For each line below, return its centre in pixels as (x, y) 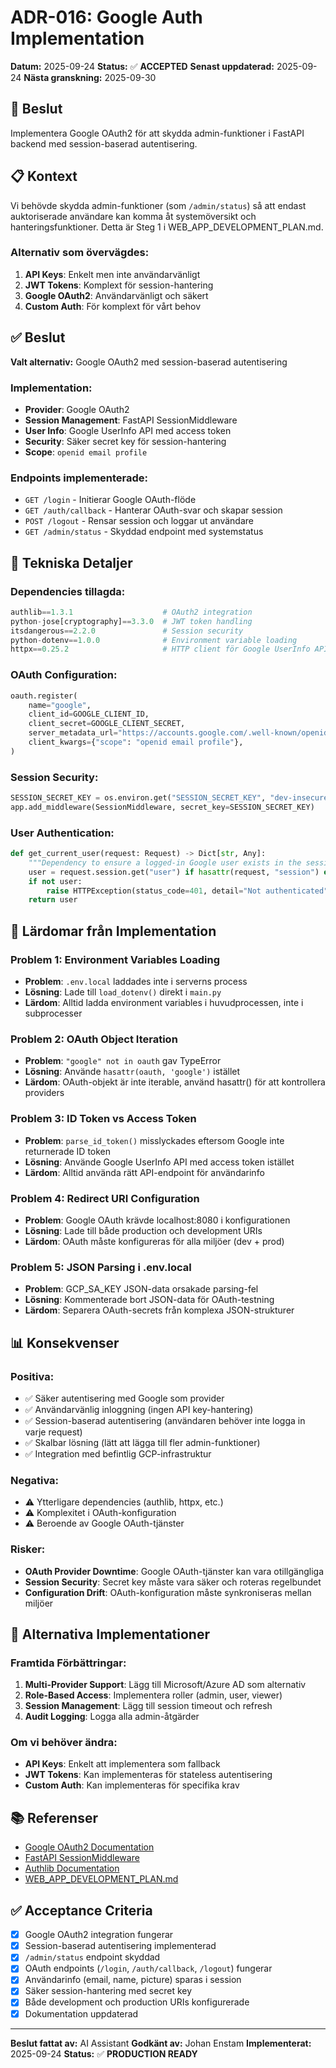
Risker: (28, 1549)
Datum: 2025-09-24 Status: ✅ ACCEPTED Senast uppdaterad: (142, 66)
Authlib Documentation (72, 1868)
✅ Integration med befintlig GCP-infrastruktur (118, 1453)
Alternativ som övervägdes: (80, 253)
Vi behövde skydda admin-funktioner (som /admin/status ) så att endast (158, 205)
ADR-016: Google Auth (106, 17)
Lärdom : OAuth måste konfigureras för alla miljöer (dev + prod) (154, 1241)
